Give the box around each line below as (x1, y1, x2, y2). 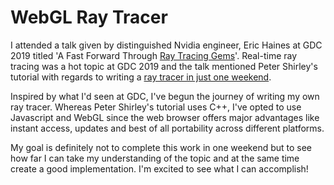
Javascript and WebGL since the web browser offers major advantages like (10, 111, 320, 123)
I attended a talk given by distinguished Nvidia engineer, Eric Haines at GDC (10, 39, 323, 51)
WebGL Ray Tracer (10, 6, 168, 29)
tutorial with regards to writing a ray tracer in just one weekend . (10, 71, 272, 83)
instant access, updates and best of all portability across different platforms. (10, 122, 325, 134)
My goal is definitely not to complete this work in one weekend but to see (10, 141, 313, 153)
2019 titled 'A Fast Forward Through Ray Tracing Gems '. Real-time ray (10, 49, 298, 61)
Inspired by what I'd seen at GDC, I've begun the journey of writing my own (10, 90, 320, 102)
